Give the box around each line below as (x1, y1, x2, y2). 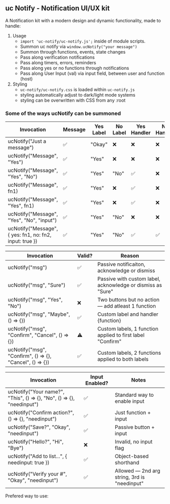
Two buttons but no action (97, 296, 160, 303)
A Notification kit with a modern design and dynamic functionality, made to (5, 17, 161, 23)
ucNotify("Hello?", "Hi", (8, 438, 64, 445)
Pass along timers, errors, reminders (20, 59, 96, 65)
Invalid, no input (114, 438, 153, 445)
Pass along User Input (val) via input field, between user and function (20, 70, 165, 76)
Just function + (114, 409, 151, 416)
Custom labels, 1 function (97, 325, 158, 332)
